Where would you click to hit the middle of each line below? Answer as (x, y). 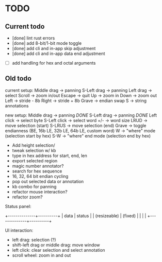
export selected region (35, 160)
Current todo (25, 26)
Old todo (18, 79)
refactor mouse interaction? (40, 192)
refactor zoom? (27, 197)
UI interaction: (19, 230)
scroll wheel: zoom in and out (41, 255)
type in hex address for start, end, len (49, 156)
